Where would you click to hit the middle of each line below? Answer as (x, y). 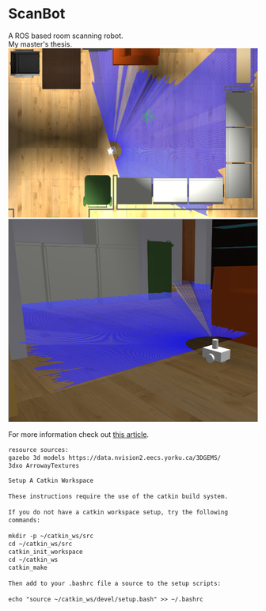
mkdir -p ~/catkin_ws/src (51, 536)
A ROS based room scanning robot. (66, 36)
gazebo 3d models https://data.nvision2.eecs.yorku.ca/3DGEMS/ (115, 457)
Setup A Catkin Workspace (51, 480)
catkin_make (28, 567)
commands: (25, 520)
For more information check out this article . (78, 434)
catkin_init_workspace (46, 552)
